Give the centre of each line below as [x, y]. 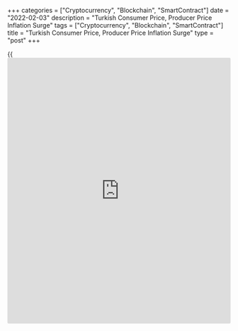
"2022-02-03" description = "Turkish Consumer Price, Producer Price [110, 18]
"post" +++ [24, 40]
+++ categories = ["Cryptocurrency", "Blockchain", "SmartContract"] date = [118, 10]
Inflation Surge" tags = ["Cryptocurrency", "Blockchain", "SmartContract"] [115, 25]
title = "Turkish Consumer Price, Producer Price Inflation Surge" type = [110, 33]
